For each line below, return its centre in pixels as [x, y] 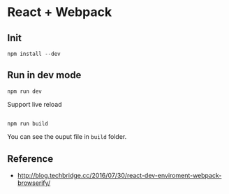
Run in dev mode [44, 75]
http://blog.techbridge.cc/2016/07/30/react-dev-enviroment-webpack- [119, 176]
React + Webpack [60, 12]
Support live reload [35, 104]
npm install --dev [34, 54]
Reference [30, 159]
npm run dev [24, 91]
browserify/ [34, 183]
